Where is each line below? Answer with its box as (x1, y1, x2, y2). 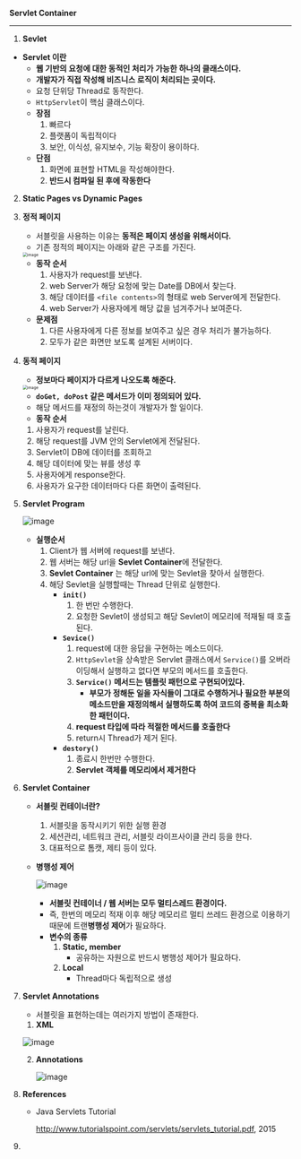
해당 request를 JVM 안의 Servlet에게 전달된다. (35, 436, 201, 446)
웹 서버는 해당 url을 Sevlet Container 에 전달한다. (48, 557, 223, 567)
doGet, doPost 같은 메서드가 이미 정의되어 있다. (35, 391, 202, 402)
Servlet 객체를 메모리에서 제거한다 (75, 765, 196, 774)
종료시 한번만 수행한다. (75, 753, 155, 764)
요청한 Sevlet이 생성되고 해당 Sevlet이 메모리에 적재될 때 (75, 611, 275, 621)
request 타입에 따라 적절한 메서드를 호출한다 (75, 722, 231, 731)
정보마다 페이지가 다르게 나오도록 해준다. (35, 375, 176, 385)
